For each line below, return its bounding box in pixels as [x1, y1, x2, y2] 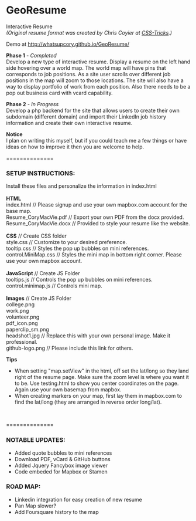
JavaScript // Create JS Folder [6, 270, 80, 277]
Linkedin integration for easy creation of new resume [14, 496, 142, 503]
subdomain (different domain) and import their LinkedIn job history [6, 113, 167, 120]
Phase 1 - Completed [6, 52, 57, 59]
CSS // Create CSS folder [6, 232, 67, 239]
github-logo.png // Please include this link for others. [6, 344, 133, 352]
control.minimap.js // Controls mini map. [6, 282, 102, 289]
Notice [6, 130, 23, 138]
